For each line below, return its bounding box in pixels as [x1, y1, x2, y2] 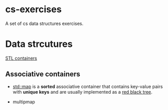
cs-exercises [5, 4, 62, 15]
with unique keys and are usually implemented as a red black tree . [12, 89, 153, 95]
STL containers [5, 55, 37, 61]
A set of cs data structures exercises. [5, 20, 84, 26]
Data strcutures [5, 38, 73, 50]
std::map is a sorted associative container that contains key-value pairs [12, 83, 163, 90]
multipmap [12, 98, 36, 105]
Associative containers [5, 70, 80, 78]
